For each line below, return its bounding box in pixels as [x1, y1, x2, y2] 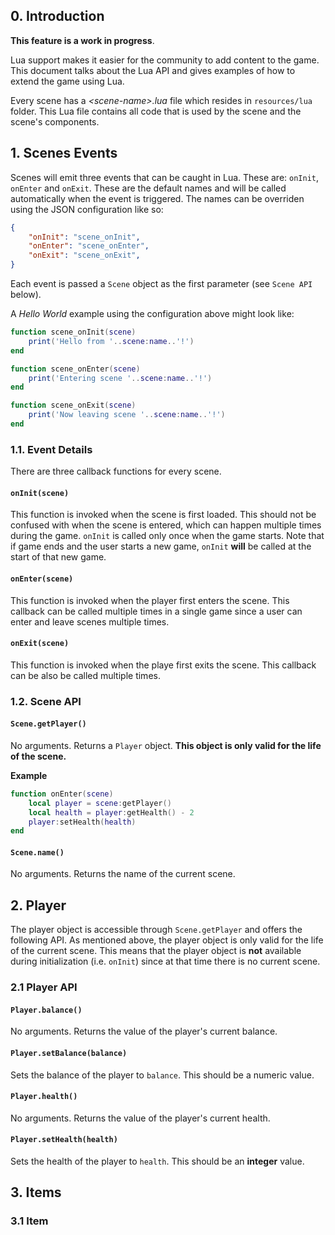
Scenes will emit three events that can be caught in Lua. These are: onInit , [10, 171, 320, 183]
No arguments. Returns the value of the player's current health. [10, 1112, 271, 1124]
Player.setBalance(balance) [10, 1049, 128, 1059]
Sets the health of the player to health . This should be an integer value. [10, 1155, 305, 1168]
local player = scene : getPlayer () [28, 798, 172, 808]
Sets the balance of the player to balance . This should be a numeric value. [10, 1069, 315, 1081]
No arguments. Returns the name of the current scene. [10, 868, 236, 880]
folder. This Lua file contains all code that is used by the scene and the [10, 105, 302, 117]
